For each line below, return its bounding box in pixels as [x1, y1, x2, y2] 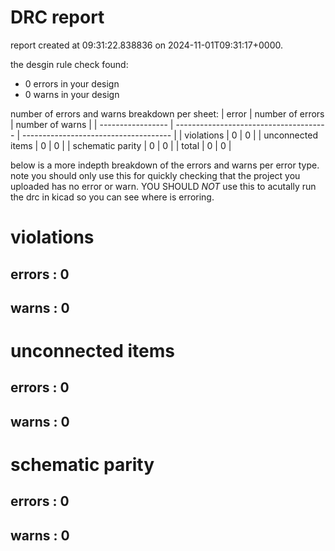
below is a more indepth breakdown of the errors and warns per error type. [10, 159, 320, 171]
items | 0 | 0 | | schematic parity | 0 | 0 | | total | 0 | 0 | [10, 139, 232, 151]
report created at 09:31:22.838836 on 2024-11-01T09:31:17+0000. [10, 39, 283, 51]
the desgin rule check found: [10, 58, 129, 70]
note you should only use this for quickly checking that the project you [10, 169, 301, 181]
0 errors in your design [24, 77, 120, 90]
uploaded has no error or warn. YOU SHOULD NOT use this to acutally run [10, 180, 317, 192]
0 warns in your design [24, 88, 120, 100]
